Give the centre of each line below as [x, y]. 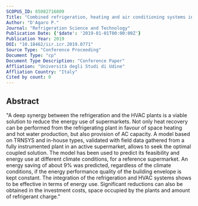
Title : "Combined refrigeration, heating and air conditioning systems [96, 17]
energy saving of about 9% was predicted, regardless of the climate [89, 165]
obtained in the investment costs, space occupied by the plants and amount [98, 190]
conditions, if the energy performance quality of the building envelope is [94, 171]
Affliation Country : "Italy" [42, 72]
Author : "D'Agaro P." [33, 22]
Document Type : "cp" [32, 55]
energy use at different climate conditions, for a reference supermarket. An [97, 159]
